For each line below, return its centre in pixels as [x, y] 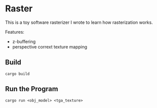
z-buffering [24, 41]
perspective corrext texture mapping [50, 47]
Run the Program [32, 89]
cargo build [17, 74]
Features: [15, 32]
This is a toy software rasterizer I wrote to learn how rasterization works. [79, 22]
